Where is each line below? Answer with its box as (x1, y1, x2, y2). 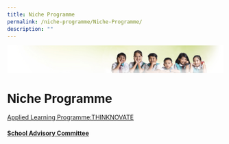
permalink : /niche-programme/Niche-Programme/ (7, 18, 143, 25)
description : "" (7, 25, 53, 32)
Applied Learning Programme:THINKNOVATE (7, 113, 134, 121)
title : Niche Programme (7, 11, 75, 18)
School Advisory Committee (7, 129, 89, 137)
